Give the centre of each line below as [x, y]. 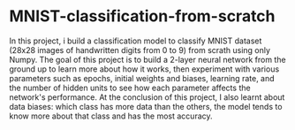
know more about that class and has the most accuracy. [111, 116]
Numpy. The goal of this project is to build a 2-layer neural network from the [147, 59]
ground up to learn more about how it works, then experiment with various [144, 69]
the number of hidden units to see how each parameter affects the [130, 88]
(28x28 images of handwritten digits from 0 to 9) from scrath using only [140, 50]
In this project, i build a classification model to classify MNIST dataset [136, 41]
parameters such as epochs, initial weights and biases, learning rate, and [142, 78]
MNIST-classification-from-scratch [142, 16]
